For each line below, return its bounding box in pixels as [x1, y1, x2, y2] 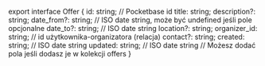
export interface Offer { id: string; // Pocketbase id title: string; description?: [8, 7, 256, 16]
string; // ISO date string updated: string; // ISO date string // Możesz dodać [8, 41, 256, 50]
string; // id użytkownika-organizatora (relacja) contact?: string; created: [8, 32, 245, 41]
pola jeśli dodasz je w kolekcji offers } [8, 49, 132, 58]
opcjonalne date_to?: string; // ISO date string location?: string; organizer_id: [8, 24, 258, 33]
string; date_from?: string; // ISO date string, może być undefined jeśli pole [8, 15, 252, 25]
